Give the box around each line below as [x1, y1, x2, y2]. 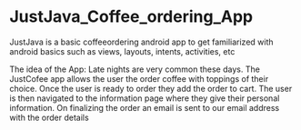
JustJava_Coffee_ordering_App [9, 6, 253, 27]
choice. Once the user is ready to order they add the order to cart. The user [9, 83, 293, 94]
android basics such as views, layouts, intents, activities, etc [9, 45, 236, 56]
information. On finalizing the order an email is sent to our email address [9, 102, 280, 113]
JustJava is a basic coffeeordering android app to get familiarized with [9, 36, 275, 47]
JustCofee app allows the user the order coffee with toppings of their [9, 73, 269, 84]
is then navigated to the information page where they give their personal [9, 93, 280, 104]
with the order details [9, 112, 89, 123]
